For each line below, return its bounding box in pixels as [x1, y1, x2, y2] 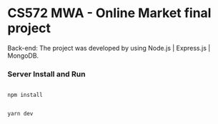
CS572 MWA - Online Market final [7, 5, 212, 21]
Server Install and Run [7, 69, 86, 79]
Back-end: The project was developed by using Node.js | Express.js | [7, 43, 211, 52]
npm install [7, 91, 43, 99]
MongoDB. [7, 51, 39, 60]
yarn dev [7, 110, 34, 118]
